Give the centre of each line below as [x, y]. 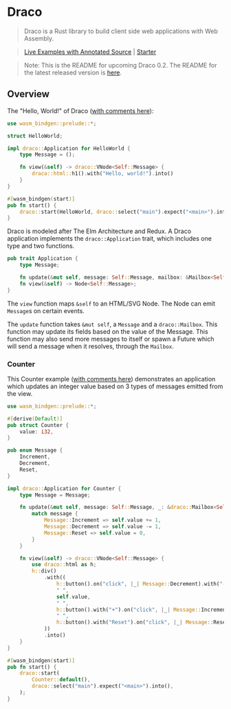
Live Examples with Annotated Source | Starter [90, 52]
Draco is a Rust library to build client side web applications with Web [121, 31]
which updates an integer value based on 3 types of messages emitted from [115, 386]
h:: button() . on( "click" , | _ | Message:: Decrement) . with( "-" [142, 584]
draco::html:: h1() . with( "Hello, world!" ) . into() [103, 174]
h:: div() [44, 571]
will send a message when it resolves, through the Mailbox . [90, 346]
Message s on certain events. [46, 310]
